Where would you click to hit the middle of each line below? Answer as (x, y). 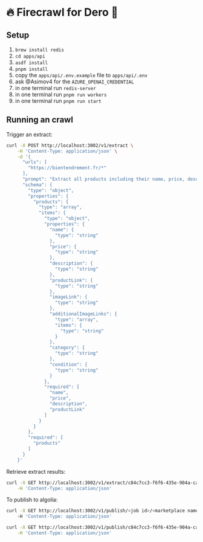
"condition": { (68, 364)
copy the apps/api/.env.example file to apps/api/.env (81, 75)
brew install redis (40, 50)
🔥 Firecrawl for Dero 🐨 (62, 12)
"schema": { (37, 185)
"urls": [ (34, 163)
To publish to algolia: (32, 500)
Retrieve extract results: (36, 471)
